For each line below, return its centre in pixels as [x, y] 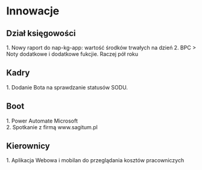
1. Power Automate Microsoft [42, 121]
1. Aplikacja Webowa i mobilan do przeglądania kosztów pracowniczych [95, 160]
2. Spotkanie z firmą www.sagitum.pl [52, 127]
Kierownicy [28, 146]
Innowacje [33, 11]
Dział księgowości [41, 33]
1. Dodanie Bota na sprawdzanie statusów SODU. [67, 87]
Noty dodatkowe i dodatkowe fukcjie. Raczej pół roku [72, 54]
